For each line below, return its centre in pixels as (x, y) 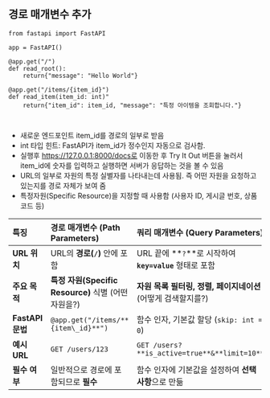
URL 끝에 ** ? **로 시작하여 (186, 253)
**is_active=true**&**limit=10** (200, 353)
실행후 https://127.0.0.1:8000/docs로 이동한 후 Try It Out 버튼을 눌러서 (131, 155)
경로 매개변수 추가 (50, 14)
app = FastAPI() (35, 47)
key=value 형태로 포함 (176, 265)
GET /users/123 (80, 349)
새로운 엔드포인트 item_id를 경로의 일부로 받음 (92, 135)
